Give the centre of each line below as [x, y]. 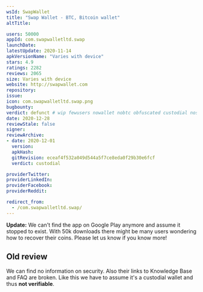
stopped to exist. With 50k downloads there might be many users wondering [101, 231]
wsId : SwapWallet [28, 12]
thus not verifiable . [30, 284]
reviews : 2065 [24, 73]
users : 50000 [23, 34]
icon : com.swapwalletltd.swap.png [50, 102]
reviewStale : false [31, 124]
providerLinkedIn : [29, 180]
